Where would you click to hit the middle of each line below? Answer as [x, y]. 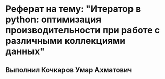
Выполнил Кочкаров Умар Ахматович [69, 70]
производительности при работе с [83, 30]
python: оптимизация [53, 19]
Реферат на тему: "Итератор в [73, 9]
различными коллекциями [65, 41]
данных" [25, 52]
